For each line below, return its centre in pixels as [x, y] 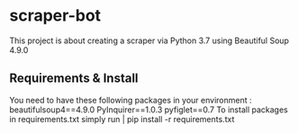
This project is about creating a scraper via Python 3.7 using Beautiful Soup [149, 40]
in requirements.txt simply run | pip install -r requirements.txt [122, 119]
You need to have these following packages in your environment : [131, 100]
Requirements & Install [74, 79]
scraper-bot [55, 16]
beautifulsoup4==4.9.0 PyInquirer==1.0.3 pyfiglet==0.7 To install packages [149, 110]
